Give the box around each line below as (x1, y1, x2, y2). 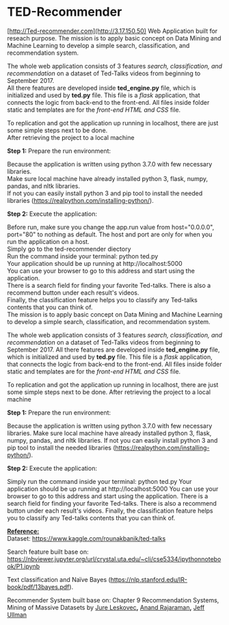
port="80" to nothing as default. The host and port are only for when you (7, 230, 213, 238)
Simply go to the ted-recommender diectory (7, 245, 131, 253)
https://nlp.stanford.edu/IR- (110, 575, 188, 583)
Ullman (7, 611, 27, 619)
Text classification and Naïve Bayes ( (7, 575, 111, 583)
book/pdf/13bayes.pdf (7, 583, 70, 591)
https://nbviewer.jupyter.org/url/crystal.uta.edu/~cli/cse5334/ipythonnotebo (7, 554, 221, 563)
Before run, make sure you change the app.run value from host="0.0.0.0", (7, 223, 215, 231)
